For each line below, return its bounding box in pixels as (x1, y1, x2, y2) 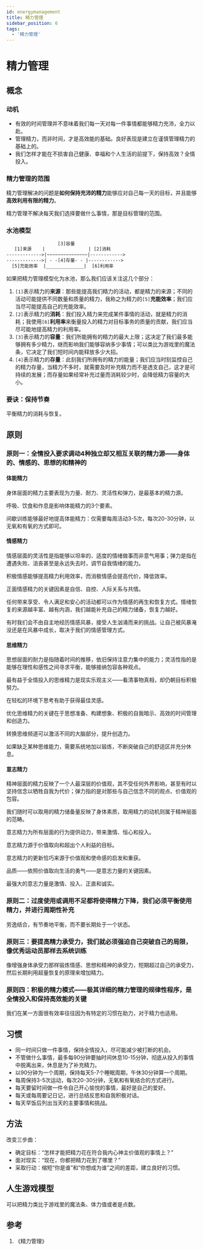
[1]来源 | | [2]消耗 (14, 246, 111, 252)
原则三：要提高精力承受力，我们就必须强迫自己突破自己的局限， (6, 937, 192, 946)
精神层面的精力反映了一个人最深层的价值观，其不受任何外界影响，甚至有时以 (6, 780, 197, 788)
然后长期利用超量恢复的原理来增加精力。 (6, 969, 107, 976)
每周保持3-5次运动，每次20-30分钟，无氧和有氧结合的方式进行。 (14, 1077, 178, 1084)
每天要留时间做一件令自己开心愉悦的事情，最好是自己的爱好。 (14, 1084, 169, 1091)
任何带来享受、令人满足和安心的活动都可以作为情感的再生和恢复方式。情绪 (6, 598, 192, 605)
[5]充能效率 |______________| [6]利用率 (11, 263, 114, 270)
